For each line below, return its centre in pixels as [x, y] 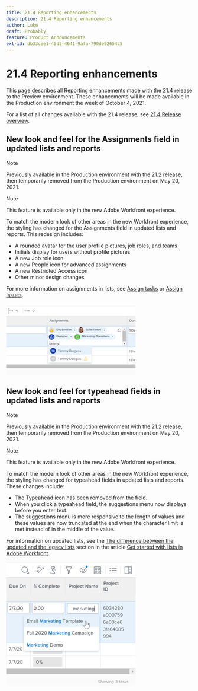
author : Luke [22, 25]
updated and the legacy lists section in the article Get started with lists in [95, 547]
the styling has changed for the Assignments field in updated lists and [91, 228]
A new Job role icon [39, 258]
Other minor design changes [49, 277]
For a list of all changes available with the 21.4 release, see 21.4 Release [94, 114]
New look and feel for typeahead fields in [83, 391]
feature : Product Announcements [46, 38]
